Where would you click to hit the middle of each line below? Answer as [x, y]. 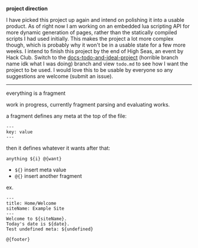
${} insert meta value [40, 170]
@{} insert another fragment [48, 176]
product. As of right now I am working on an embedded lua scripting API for [98, 26]
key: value [19, 132]
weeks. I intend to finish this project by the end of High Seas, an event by [95, 51]
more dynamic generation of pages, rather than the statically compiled [92, 32]
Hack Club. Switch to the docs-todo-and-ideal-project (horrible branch [92, 57]
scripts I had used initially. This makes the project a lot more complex [90, 39]
